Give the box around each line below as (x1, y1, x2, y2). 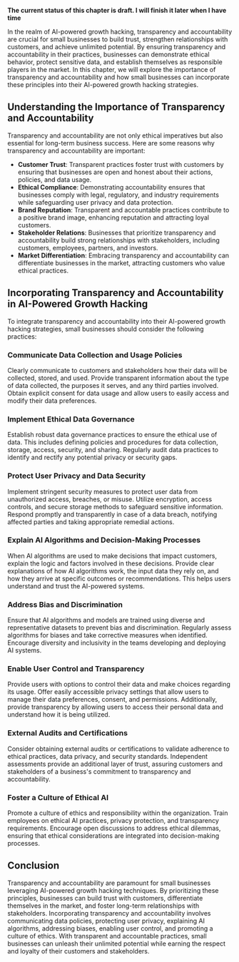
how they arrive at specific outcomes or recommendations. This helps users (7, 574, 231, 583)
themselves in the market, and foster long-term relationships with (7, 901, 200, 910)
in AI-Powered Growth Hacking (7, 298, 148, 310)
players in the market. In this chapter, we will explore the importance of (7, 66, 216, 73)
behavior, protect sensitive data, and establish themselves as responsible (7, 58, 223, 66)
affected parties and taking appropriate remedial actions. (7, 517, 175, 526)
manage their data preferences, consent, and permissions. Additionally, (7, 695, 218, 704)
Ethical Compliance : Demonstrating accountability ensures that (17, 183, 205, 191)
